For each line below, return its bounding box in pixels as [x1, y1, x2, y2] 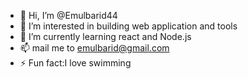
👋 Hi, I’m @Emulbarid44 [19, 10, 118, 21]
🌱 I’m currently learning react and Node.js [19, 31, 192, 42]
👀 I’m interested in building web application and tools [19, 20, 238, 32]
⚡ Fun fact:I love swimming [19, 57, 132, 69]
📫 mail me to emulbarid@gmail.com [19, 42, 170, 54]
